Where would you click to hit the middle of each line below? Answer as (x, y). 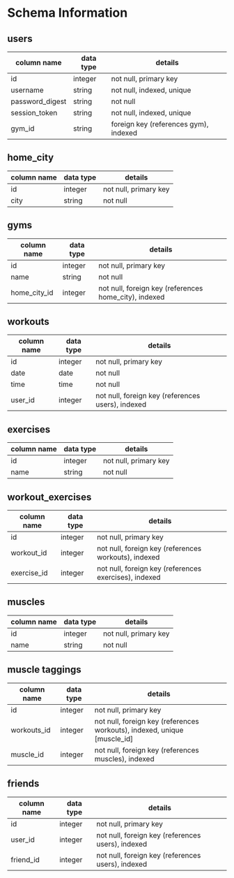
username (27, 90)
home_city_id (32, 293)
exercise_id (29, 573)
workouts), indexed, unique (139, 730)
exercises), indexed (129, 578)
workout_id (29, 553)
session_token (34, 113)
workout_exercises (49, 497)
